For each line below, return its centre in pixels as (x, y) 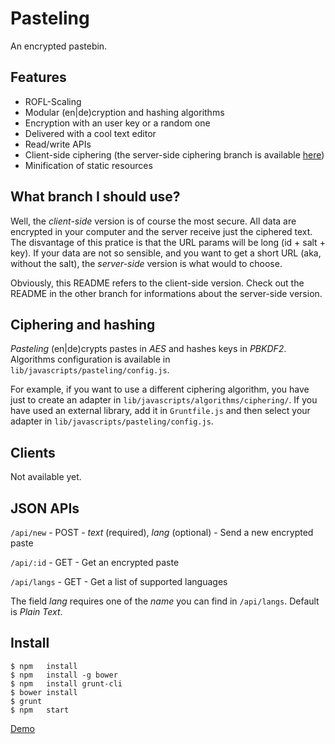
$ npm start (40, 710)
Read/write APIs (58, 144)
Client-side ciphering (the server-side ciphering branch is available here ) (174, 154)
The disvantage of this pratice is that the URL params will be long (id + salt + (168, 242)
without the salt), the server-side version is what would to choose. (146, 263)
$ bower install (44, 692)
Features (38, 77)
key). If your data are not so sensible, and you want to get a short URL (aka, (166, 253)
